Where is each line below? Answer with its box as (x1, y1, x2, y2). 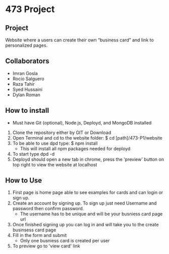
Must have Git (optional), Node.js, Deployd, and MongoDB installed (12, 119, 152, 125)
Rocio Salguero (12, 76, 44, 82)
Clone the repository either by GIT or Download (12, 130, 111, 136)
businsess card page (12, 227, 57, 233)
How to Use (5, 176, 42, 185)
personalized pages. (5, 42, 48, 48)
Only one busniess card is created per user (20, 238, 110, 244)
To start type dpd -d (12, 151, 55, 157)
